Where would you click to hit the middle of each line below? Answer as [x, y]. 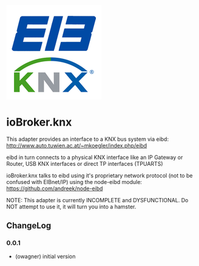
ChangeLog [29, 226]
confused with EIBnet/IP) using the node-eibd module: [74, 182]
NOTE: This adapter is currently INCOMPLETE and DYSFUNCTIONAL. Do [97, 200]
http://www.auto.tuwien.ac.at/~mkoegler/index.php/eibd [77, 145]
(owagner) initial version [45, 256]
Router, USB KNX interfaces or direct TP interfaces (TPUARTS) [85, 163]
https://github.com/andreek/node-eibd [55, 188]
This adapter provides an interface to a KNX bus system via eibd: [87, 139]
